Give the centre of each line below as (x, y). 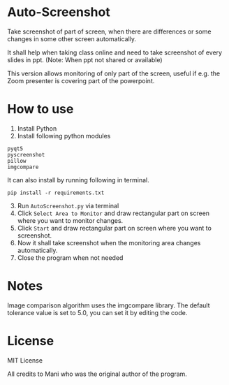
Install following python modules (64, 136)
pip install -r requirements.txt (56, 193)
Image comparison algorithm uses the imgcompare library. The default (109, 305)
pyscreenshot (26, 154)
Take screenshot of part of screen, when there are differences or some (109, 31)
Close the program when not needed (70, 257)
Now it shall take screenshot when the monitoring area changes (109, 242)
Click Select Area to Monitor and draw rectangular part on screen (113, 213)
